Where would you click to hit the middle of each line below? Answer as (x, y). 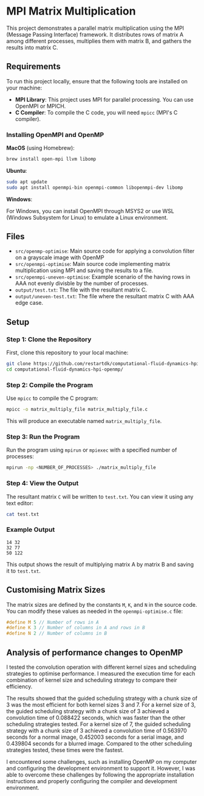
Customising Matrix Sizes (56, 590)
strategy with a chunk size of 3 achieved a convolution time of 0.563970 (97, 730)
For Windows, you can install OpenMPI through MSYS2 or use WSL (90, 211)
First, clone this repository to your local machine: (67, 353)
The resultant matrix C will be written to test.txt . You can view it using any (100, 497)
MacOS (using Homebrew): (40, 148)
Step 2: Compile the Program (49, 385)
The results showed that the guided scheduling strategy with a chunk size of (102, 698)
